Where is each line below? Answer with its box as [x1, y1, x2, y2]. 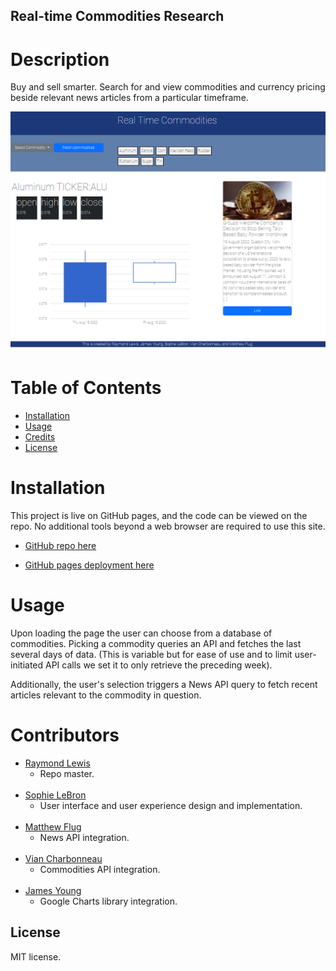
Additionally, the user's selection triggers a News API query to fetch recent [10, 679, 318, 691]
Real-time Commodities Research [10, 8, 225, 25]
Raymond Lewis [24, 757, 91, 769]
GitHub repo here [24, 540, 97, 552]
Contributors [10, 724, 120, 747]
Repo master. [39, 768, 95, 779]
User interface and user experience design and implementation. [39, 800, 303, 811]
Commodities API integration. [39, 864, 161, 875]
